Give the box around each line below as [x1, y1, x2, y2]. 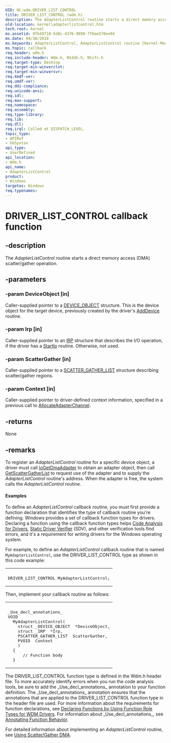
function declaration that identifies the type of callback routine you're [5, 509, 151, 515]
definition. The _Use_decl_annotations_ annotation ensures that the [5, 689, 146, 695]
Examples [5, 492, 27, 499]
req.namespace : [5, 103, 38, 108]
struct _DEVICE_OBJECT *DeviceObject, [17, 624, 110, 629]
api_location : [5, 155, 36, 160]
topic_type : [5, 131, 31, 136]
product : [5, 174, 24, 179]
